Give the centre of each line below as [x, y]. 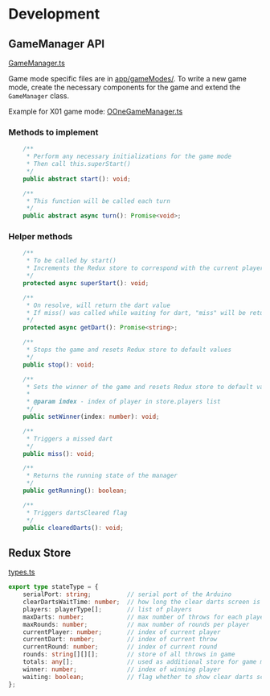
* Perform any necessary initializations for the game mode [129, 157]
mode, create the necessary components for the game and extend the [125, 87]
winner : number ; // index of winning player [122, 669]
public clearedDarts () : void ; [74, 528]
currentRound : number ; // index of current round [120, 647]
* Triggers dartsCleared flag [77, 512]
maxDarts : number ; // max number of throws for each [133, 617]
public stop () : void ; [59, 365]
